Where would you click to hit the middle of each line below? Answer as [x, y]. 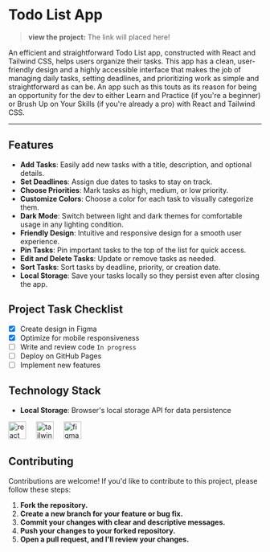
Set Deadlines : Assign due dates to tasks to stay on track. [116, 182]
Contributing [41, 462]
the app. [34, 284]
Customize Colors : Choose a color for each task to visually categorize [137, 198]
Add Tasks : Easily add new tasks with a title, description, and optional [135, 164]
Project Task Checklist [65, 310]
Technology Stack [55, 391]
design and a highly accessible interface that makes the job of [138, 69]
